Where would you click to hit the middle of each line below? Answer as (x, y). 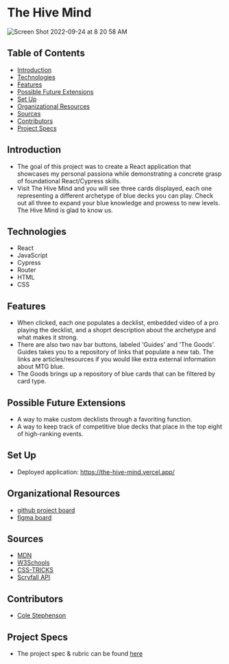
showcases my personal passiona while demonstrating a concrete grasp (119, 174)
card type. (32, 381)
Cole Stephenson (41, 615)
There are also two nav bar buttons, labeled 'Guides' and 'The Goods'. (116, 345)
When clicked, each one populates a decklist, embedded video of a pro (118, 323)
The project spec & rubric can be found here (80, 654)
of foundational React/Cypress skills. (69, 181)
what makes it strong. (48, 337)
